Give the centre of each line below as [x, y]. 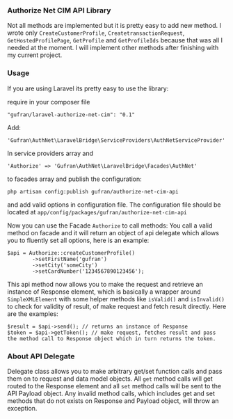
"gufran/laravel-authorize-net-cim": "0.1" [71, 114]
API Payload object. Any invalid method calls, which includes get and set [111, 393]
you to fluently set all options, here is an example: [78, 240]
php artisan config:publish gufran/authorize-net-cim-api [93, 191]
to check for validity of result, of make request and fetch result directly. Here [117, 306]
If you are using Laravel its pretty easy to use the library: [88, 88]
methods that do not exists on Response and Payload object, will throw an [113, 401]
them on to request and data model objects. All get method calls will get [110, 379]
